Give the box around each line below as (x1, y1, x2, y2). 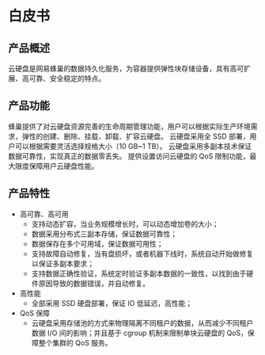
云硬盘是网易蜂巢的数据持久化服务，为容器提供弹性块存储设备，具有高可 (8, 64, 244, 73)
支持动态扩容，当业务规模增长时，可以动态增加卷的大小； (31, 219, 219, 228)
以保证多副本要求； (31, 258, 95, 268)
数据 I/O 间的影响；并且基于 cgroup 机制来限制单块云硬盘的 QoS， (31, 328, 248, 338)
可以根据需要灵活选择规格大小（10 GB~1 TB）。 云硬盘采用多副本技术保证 (14, 141, 252, 151)
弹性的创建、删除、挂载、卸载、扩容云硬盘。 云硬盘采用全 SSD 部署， (21, 132, 250, 141)
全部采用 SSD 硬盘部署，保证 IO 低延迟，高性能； (31, 298, 192, 307)
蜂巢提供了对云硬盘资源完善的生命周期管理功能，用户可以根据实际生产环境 (8, 121, 251, 131)
